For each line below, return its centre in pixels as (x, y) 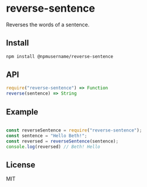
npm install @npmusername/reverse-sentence (60, 56)
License (21, 165)
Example (22, 112)
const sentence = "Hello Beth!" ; (47, 136)
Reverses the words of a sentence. (48, 25)
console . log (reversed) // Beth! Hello (53, 147)
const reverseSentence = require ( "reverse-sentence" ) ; (74, 130)
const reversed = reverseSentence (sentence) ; (62, 141)
